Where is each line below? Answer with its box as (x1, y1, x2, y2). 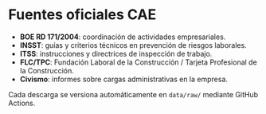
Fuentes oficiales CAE (8, 6, 157, 24)
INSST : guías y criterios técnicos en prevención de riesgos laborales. (19, 40, 247, 49)
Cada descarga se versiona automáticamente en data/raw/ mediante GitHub (8, 89, 259, 99)
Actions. (8, 98, 36, 108)
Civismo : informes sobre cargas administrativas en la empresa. (19, 74, 229, 84)
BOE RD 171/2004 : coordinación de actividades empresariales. (19, 32, 226, 41)
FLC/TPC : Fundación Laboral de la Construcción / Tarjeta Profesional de (19, 57, 257, 67)
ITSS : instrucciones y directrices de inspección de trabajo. (19, 49, 213, 58)
